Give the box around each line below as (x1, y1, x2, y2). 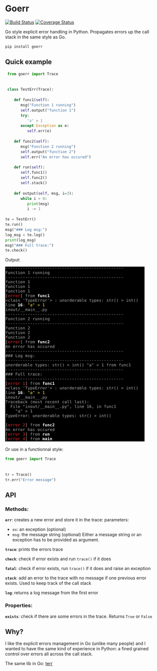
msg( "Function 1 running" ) (20, 102, 76, 107)
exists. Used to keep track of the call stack (5, 580, 92, 586)
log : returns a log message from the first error (5, 590, 98, 596)
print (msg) (27, 201, 50, 206)
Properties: (5, 602, 33, 609)
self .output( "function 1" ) (20, 108, 76, 113)
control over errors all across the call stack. (5, 651, 93, 657)
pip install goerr (5, 44, 43, 49)
